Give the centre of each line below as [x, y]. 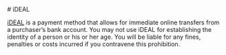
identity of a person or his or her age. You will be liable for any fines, [104, 37]
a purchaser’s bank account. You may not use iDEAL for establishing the [110, 30]
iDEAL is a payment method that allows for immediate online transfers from [113, 22]
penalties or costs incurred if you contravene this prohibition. [94, 44]
